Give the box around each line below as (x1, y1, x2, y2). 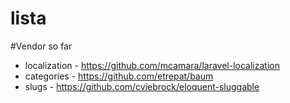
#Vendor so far (10, 40, 73, 52)
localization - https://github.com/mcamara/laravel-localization (24, 59, 280, 71)
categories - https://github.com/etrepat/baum (24, 70, 214, 82)
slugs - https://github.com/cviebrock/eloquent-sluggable (24, 80, 260, 92)
